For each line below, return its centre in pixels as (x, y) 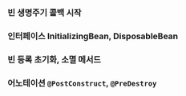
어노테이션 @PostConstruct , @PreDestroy (82, 83)
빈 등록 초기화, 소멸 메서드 (55, 59)
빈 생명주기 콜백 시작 (44, 12)
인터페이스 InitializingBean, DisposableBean (93, 36)
